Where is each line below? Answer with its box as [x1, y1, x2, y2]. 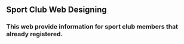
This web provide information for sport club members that [6, 23, 178, 31]
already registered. [6, 30, 63, 38]
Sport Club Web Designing [6, 5, 107, 15]
